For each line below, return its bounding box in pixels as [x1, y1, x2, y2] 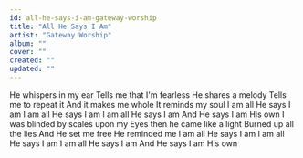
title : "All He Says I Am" [9, 22, 112, 31]
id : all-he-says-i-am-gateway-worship [9, 13, 157, 23]
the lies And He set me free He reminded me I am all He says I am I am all [9, 128, 285, 139]
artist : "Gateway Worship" [9, 30, 112, 39]
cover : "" [9, 47, 47, 57]
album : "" [9, 38, 47, 48]
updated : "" [9, 65, 55, 74]
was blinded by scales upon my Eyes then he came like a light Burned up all [9, 118, 295, 129]
